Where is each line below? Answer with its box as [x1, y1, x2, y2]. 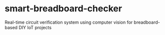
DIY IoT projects [18, 24, 52, 30]
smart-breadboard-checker [4, 3, 122, 14]
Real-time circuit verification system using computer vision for [4, 19, 133, 25]
